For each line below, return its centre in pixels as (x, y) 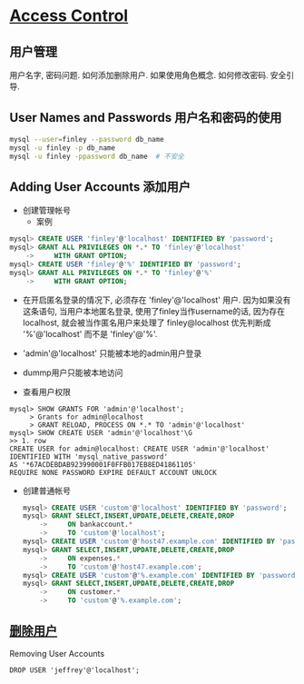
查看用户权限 (46, 392)
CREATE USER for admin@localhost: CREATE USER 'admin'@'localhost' (140, 449)
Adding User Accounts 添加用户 (100, 187)
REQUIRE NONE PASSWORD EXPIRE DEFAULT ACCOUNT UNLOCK (113, 472)
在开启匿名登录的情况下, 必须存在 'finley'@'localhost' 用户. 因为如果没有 (157, 300)
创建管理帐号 (46, 211)
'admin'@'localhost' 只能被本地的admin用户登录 (112, 353)
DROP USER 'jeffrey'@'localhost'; (75, 670)
